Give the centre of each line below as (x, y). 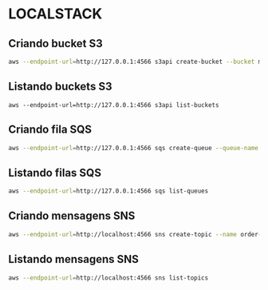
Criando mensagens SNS (72, 216)
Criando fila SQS (50, 130)
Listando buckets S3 (60, 87)
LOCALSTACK (55, 14)
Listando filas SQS (55, 173)
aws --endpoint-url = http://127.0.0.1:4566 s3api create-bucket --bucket (132, 62)
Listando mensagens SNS (74, 259)
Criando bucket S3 (56, 44)
